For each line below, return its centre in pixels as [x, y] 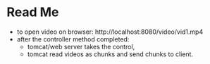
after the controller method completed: [73, 39]
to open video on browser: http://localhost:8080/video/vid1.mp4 [110, 32]
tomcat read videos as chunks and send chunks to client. [110, 54]
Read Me [33, 12]
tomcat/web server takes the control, [81, 46]
